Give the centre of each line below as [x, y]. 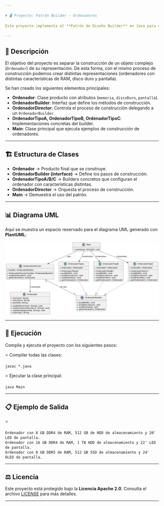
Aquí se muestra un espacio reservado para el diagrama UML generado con [81, 229]
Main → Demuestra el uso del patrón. [50, 194]
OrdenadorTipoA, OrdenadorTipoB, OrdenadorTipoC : [67, 118]
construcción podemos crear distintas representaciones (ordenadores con [80, 73]
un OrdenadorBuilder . [33, 113]
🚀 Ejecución [23, 333]
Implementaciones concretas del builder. [53, 123]
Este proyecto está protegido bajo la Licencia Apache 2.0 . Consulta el [76, 489]
